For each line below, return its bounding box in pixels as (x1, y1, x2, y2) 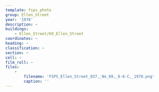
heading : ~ (5, 41, 29, 46)
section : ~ (5, 50, 29, 55)
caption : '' (24, 79, 50, 84)
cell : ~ (5, 55, 22, 60)
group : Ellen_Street (5, 12, 50, 17)
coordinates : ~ (5, 36, 38, 41)
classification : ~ (5, 45, 45, 51)
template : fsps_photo (5, 7, 52, 13)
